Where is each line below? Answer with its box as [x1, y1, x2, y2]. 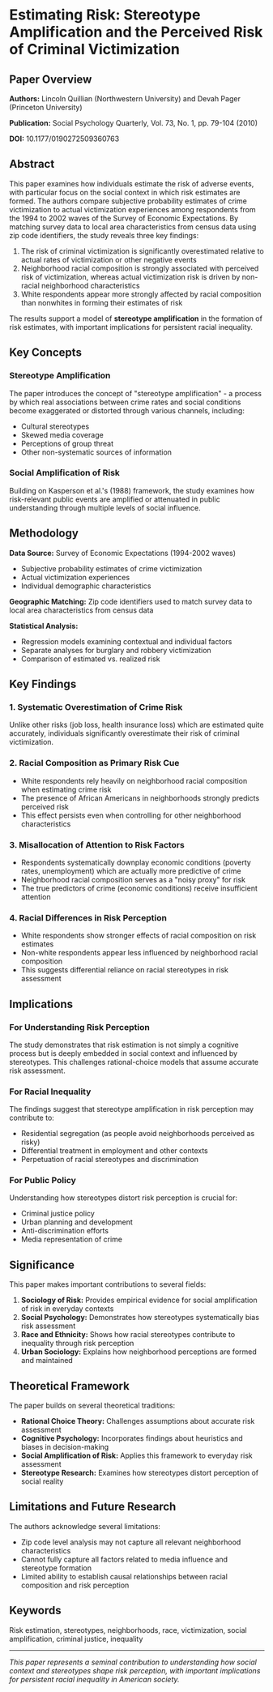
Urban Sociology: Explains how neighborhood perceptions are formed [20, 1347, 258, 1357]
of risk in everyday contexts [20, 1304, 114, 1314]
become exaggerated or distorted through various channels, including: [9, 405, 245, 415]
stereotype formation [20, 1562, 92, 1573]
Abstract [9, 157, 55, 171]
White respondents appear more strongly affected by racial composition [20, 289, 262, 299]
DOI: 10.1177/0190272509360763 [9, 134, 120, 143]
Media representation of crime [20, 1234, 122, 1245]
